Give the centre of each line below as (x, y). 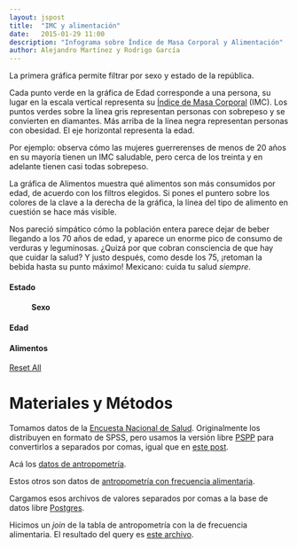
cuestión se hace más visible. (63, 212)
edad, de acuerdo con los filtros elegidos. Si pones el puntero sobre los (140, 193)
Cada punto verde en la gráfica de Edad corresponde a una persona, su (140, 93)
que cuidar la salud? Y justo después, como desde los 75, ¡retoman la (136, 257)
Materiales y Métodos (91, 403)
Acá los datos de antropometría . (68, 464)
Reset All (25, 368)
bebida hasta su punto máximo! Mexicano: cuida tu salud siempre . (130, 267)
